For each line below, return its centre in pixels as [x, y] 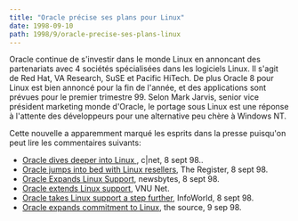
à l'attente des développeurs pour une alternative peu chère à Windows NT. [148, 116]
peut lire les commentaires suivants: [75, 143]
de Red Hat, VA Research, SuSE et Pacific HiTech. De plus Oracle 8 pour [141, 78]
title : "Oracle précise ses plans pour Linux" [97, 17]
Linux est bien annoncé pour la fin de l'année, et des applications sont [138, 88]
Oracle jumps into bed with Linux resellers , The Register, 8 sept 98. [145, 169]
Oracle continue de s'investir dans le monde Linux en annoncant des [135, 60]
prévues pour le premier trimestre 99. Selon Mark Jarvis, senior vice [134, 97]
